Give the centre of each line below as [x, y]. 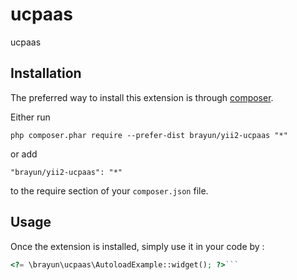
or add [24, 154]
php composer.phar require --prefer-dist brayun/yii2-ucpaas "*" [149, 135]
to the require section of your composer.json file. [109, 190]
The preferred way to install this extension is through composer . [142, 97]
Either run [30, 117]
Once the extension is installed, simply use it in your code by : [137, 246]
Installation [46, 73]
